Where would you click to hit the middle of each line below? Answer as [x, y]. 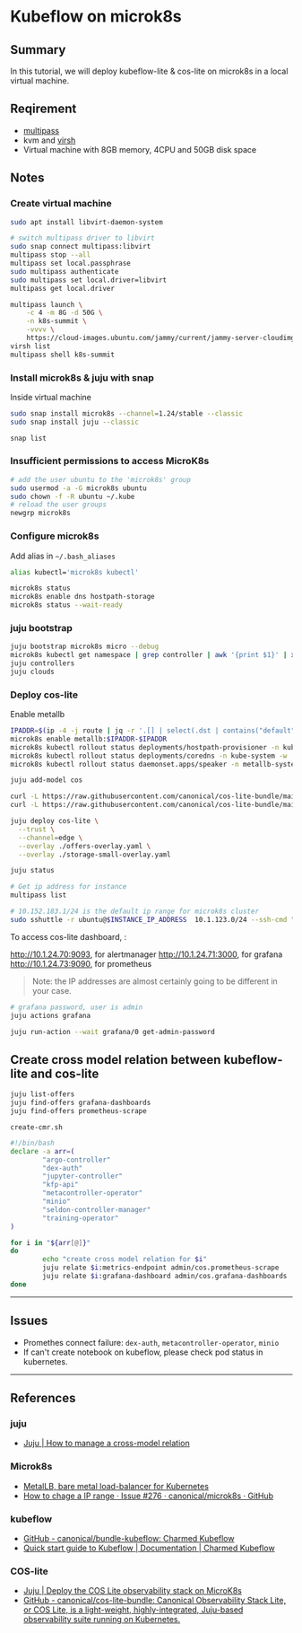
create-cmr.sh [37, 1127]
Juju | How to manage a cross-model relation [107, 1444]
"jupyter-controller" [83, 1176]
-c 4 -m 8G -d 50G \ [65, 313]
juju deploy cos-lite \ [55, 821]
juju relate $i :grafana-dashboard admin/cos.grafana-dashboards [165, 1277]
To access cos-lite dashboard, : [69, 936]
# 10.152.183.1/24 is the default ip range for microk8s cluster [134, 912]
